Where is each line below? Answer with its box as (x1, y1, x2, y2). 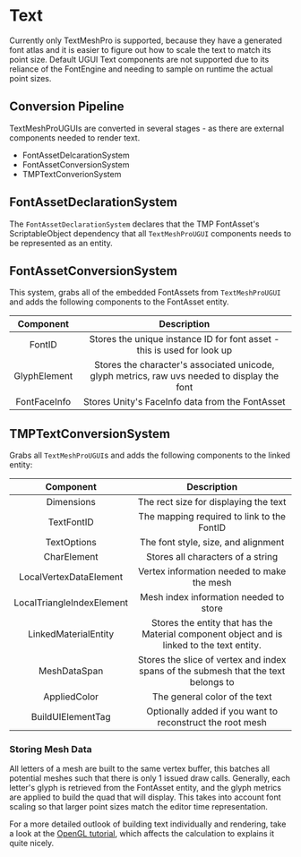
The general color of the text (151, 690, 272, 703)
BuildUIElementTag (30, 711, 111, 724)
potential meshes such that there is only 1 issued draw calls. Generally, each (9, 773, 291, 784)
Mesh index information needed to (140, 591, 285, 604)
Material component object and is (142, 628, 283, 640)
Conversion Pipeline (9, 99, 125, 115)
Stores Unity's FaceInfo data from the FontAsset (83, 396, 286, 408)
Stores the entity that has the (150, 617, 273, 630)
